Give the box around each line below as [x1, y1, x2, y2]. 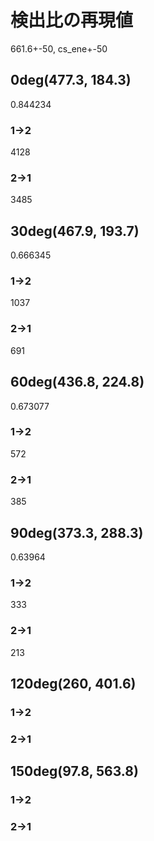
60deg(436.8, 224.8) [10, 374, 145, 391]
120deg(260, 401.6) [10, 675, 137, 692]
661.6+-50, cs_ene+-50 [10, 42, 108, 55]
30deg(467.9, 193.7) [10, 222, 140, 240]
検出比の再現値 [10, 9, 134, 32]
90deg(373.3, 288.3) [10, 524, 144, 541]
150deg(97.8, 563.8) [10, 763, 139, 780]
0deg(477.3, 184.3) [10, 72, 132, 89]
